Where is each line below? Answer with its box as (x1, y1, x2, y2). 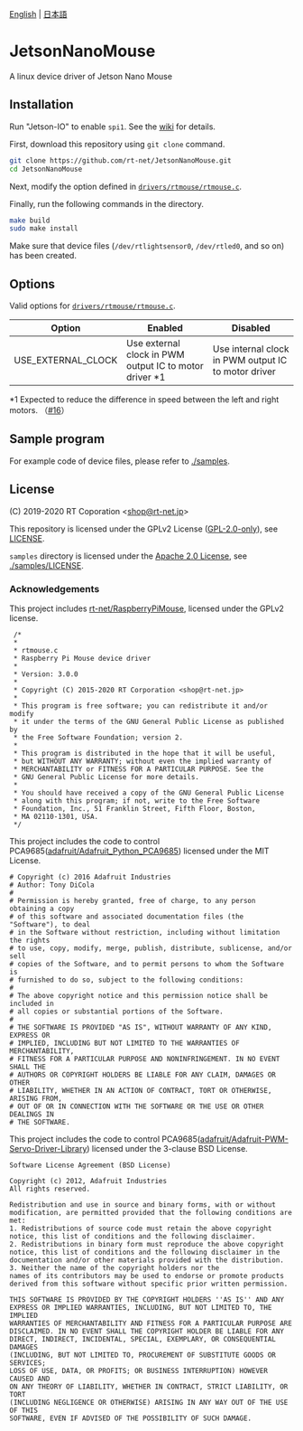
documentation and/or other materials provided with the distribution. (9, 1256, 284, 1265)
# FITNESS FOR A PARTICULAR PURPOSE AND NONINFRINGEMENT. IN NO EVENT (9, 1054, 280, 1063)
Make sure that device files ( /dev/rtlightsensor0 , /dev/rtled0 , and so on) (9, 240, 285, 251)
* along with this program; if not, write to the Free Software (13, 796, 260, 805)
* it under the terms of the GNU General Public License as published (13, 717, 284, 726)
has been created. (9, 250, 77, 261)
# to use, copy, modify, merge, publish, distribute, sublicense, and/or (9, 944, 293, 953)
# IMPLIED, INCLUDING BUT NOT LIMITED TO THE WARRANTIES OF (9, 1039, 241, 1048)
